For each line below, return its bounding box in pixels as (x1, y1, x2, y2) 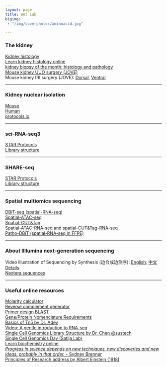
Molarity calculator (5, 298, 44, 304)
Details (5, 265, 19, 271)
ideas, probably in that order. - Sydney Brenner (5, 351, 102, 357)
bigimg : (5, 16, 21, 21)
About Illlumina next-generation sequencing (5, 247, 114, 254)
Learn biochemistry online (5, 341, 59, 347)
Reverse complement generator (5, 304, 70, 310)
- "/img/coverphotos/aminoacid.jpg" (7, 21, 83, 26)
